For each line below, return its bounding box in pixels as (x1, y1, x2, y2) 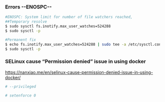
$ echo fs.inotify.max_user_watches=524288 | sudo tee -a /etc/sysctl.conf (5, 42, 164, 47)
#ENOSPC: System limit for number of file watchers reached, (5, 15, 133, 20)
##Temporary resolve (5, 19, 48, 24)
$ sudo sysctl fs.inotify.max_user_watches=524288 (5, 24, 111, 29)
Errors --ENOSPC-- (5, 3, 52, 10)
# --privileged (5, 84, 36, 89)
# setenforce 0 (5, 93, 36, 98)
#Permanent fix (5, 37, 36, 42)
